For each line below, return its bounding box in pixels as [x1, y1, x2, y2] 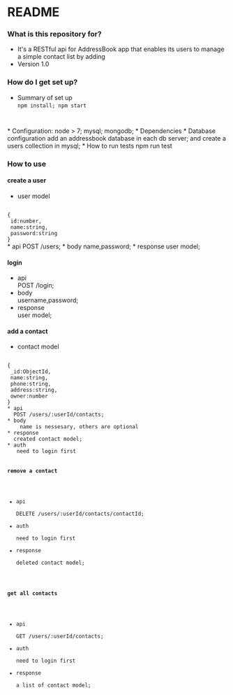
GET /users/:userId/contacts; [16, 633, 104, 640]
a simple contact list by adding [17, 52, 106, 61]
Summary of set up [17, 93, 73, 101]
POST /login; [17, 281, 54, 290]
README [7, 4, 60, 20]
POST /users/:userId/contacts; [13, 411, 105, 419]
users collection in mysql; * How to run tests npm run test [7, 141, 172, 150]
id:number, [10, 218, 42, 225]
